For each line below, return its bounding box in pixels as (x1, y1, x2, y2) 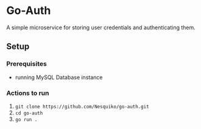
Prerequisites (6, 60, 47, 68)
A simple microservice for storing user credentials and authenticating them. (6, 24, 196, 31)
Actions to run (6, 89, 49, 97)
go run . (15, 116, 38, 122)
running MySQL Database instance (15, 74, 103, 81)
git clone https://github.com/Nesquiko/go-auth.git (15, 103, 149, 110)
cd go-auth (15, 110, 43, 116)
